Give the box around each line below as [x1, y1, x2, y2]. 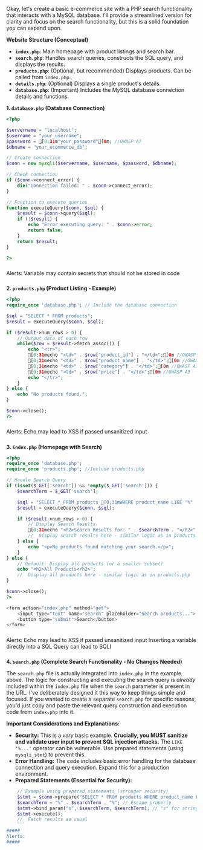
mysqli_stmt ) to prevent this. [14, 751, 86, 758]
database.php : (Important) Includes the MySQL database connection [14, 86, 185, 93]
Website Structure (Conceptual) [6, 36, 89, 43]
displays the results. [14, 60, 65, 68]
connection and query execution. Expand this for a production [14, 764, 170, 771]
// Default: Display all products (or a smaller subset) [17, 560, 164, 567]
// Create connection [6, 155, 61, 161]
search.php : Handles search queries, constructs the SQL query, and [14, 54, 184, 61]
